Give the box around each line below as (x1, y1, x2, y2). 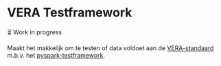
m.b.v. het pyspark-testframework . (7, 51, 105, 59)
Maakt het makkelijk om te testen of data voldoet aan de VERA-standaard (7, 43, 214, 52)
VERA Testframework (7, 5, 132, 21)
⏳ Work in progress (7, 27, 62, 36)
